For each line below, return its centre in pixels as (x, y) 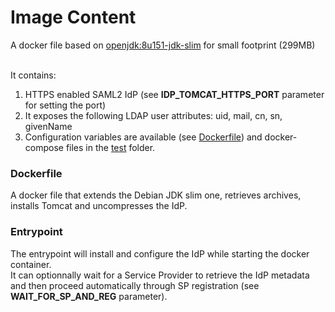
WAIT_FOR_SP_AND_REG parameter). (89, 296)
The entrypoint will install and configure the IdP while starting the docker (160, 253)
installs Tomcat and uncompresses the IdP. (99, 206)
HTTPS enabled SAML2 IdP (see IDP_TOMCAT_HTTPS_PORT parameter (174, 94)
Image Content (73, 17)
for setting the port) (65, 105)
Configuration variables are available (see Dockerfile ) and (143, 137)
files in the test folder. (110, 147)
